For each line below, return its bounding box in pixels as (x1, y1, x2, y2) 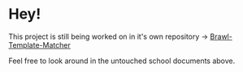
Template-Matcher (8, 40, 71, 49)
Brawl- (210, 32, 233, 41)
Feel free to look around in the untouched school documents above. (8, 56, 236, 66)
